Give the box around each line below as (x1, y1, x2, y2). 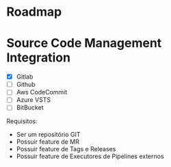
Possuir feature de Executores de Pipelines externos (16, 152, 165, 161)
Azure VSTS (16, 96, 51, 104)
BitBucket (16, 103, 44, 112)
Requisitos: (6, 117, 38, 125)
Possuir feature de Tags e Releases (16, 145, 116, 153)
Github (16, 80, 36, 89)
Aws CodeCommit (16, 88, 68, 97)
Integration (6, 50, 71, 66)
